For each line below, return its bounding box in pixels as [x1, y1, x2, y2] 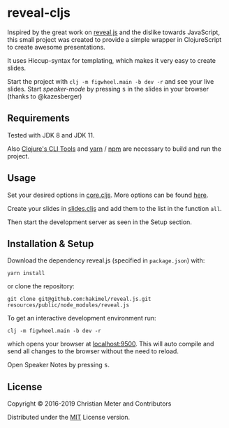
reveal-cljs [7, 5, 71, 21]
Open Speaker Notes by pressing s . [7, 361, 110, 369]
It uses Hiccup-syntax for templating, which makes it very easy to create [7, 56, 216, 64]
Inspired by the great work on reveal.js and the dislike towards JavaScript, [7, 28, 220, 36]
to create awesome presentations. [7, 43, 106, 51]
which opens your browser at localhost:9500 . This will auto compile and [7, 340, 214, 348]
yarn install [7, 270, 45, 277]
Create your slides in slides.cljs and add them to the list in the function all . [7, 204, 222, 212]
